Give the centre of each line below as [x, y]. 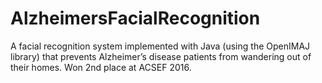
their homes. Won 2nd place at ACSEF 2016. [101, 67]
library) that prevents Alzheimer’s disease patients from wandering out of [161, 56]
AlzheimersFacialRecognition [135, 18]
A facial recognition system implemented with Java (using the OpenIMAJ [160, 46]
